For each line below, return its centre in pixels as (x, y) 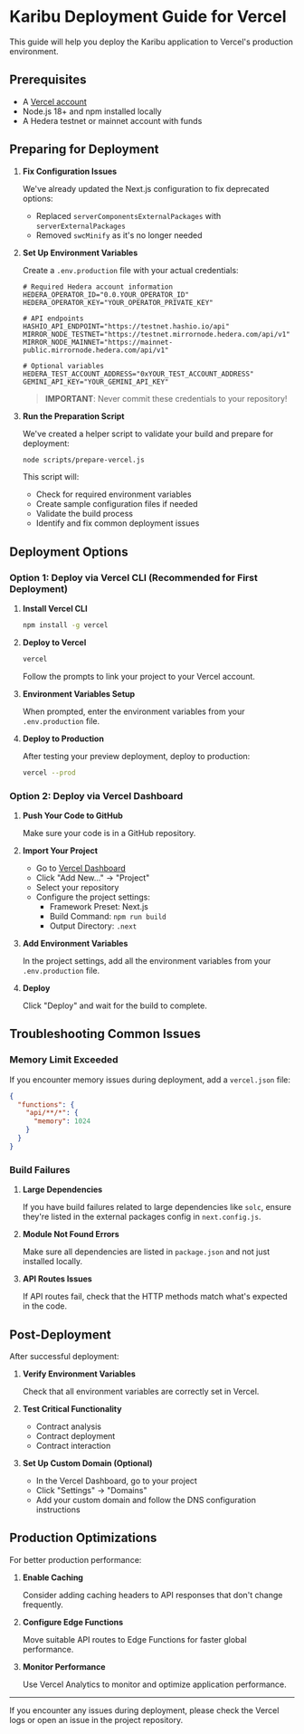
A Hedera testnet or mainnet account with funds (112, 120)
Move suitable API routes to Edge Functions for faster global (134, 1639)
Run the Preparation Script (73, 416)
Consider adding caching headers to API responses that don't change (152, 1595)
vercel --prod (49, 772)
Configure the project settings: (93, 897)
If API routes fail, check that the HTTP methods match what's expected (155, 1297)
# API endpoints (53, 319)
